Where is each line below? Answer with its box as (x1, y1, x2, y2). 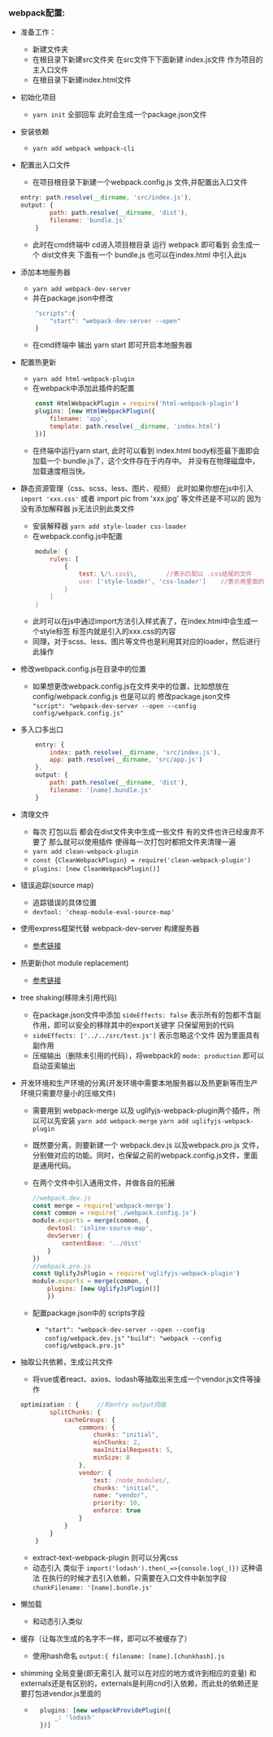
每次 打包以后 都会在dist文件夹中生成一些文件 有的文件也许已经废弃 (32, 826, 258, 836)
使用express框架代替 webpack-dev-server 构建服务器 (19, 923, 200, 933)
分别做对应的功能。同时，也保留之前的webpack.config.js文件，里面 (32, 1150, 258, 1160)
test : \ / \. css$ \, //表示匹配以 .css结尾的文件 (78, 570, 253, 579)
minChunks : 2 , (93, 1438, 141, 1446)
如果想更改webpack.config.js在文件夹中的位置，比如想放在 (32, 681, 230, 691)
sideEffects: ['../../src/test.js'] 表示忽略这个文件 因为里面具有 (32, 1030, 260, 1039)
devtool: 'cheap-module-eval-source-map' (32, 908, 175, 917)
